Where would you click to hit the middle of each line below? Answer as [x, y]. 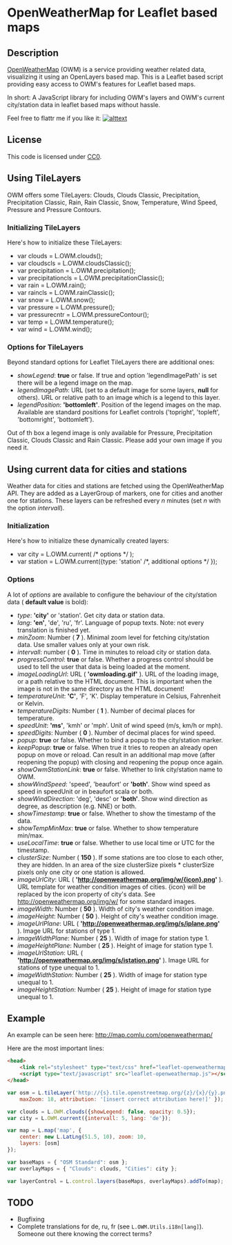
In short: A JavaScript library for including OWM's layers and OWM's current [116, 97]
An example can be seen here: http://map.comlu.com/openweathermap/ [110, 1035]
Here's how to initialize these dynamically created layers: [88, 541]
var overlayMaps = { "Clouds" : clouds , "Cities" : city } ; [92, 1168]
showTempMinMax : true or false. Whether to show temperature [108, 828]
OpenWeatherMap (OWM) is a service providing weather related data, [106, 69]
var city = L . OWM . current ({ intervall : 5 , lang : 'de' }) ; [89, 1118]
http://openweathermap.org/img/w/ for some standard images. [107, 901]
